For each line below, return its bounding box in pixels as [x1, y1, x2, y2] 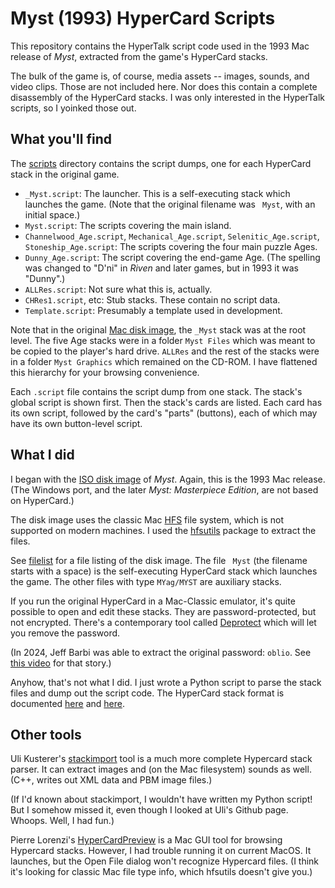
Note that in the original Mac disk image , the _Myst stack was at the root [10, 323, 307, 336]
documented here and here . [10, 697, 125, 709]
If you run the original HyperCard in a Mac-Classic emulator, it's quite [10, 595, 296, 607]
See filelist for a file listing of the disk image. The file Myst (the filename [10, 554, 308, 566]
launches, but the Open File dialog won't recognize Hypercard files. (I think [10, 855, 320, 867]
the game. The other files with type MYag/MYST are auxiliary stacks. [10, 575, 282, 587]
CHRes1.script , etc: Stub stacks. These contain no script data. [24, 293, 281, 306]
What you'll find [10, 131, 112, 148]
